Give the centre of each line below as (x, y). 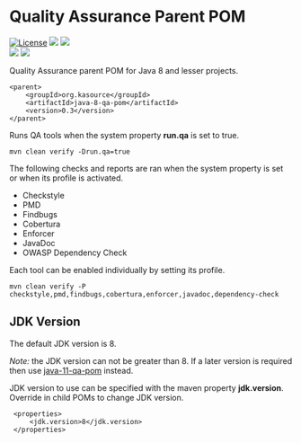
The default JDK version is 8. (63, 343)
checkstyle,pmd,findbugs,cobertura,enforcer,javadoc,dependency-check (144, 294)
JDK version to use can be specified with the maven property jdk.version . (146, 387)
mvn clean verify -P (48, 286)
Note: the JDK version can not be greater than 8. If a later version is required (151, 360)
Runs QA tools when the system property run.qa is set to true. (124, 135)
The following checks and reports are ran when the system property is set (146, 168)
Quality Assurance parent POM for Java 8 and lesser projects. (124, 70)
